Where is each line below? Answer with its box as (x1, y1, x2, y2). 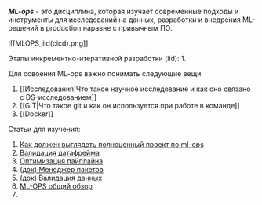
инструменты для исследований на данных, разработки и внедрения (8, 15, 241, 24)
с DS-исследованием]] (19, 93, 96, 101)
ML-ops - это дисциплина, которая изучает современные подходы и (8, 7, 239, 16)
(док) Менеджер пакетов (19, 165, 104, 174)
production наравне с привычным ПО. (45, 24, 173, 32)
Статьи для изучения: (8, 125, 81, 134)
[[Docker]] (19, 109, 53, 119)
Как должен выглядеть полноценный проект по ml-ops (19, 140, 204, 148)
